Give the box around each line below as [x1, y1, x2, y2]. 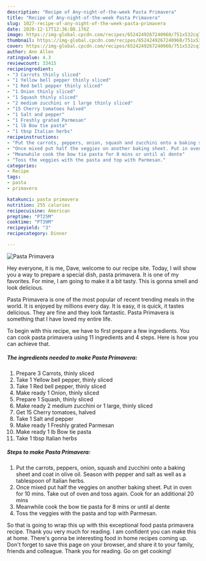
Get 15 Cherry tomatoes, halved [15, 408, 96, 416]
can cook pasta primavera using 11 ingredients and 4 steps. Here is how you [7, 333, 198, 341]
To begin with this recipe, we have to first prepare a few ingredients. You [7, 327, 190, 334]
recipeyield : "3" [7, 225, 51, 231]
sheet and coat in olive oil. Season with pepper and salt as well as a [15, 470, 186, 478]
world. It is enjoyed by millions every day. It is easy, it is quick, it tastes [7, 302, 185, 310]
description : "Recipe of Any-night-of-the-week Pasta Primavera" [7, 9, 177, 15]
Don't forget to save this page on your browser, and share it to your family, [7, 541, 194, 548]
